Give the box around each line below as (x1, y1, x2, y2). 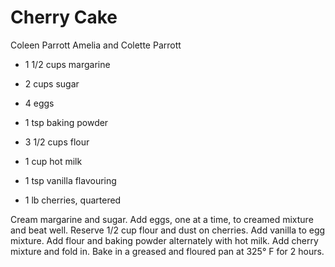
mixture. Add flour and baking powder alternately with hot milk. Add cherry (10, 234, 319, 246)
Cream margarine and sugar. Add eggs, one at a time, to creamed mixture (10, 213, 314, 225)
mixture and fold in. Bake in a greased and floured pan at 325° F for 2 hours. (10, 245, 325, 257)
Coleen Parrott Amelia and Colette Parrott (10, 39, 182, 51)
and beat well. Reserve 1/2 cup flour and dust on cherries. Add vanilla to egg (10, 224, 326, 236)
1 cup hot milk (24, 155, 83, 167)
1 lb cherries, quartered (24, 194, 122, 206)
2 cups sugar (24, 77, 80, 90)
